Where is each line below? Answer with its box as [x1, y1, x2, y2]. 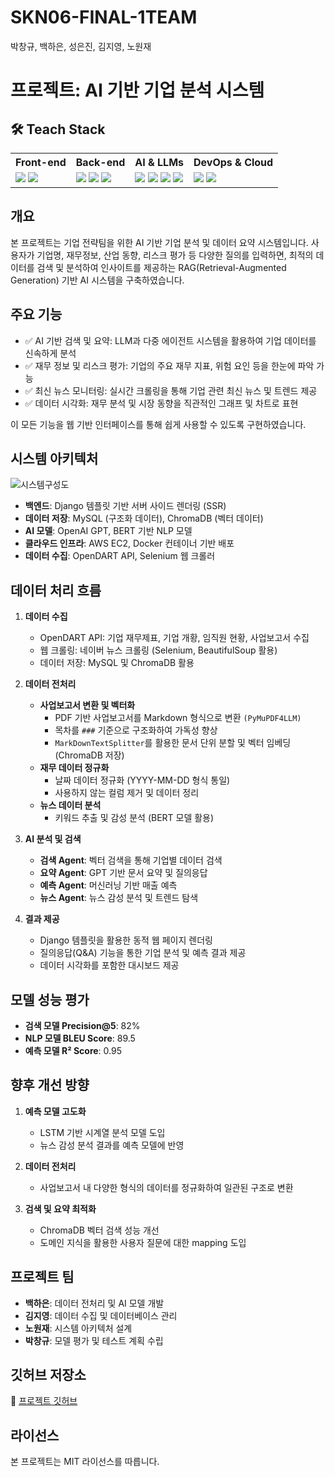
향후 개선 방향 [10, 1077, 90, 1094]
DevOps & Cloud [193, 155, 274, 169]
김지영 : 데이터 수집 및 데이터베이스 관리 [24, 1309, 178, 1321]
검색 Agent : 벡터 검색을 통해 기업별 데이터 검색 [39, 854, 223, 866]
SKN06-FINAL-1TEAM [10, 6, 198, 29]
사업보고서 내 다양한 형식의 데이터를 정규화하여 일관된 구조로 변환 [39, 1181, 294, 1193]
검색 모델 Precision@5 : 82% [24, 1020, 141, 1031]
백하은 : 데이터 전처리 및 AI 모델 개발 [24, 1297, 165, 1309]
